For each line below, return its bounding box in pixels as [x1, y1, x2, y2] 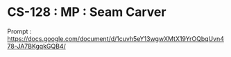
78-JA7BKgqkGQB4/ [7, 42, 66, 50]
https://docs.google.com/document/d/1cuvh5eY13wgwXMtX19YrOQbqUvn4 [7, 34, 224, 42]
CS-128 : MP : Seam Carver [7, 4, 166, 20]
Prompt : [7, 27, 32, 35]
